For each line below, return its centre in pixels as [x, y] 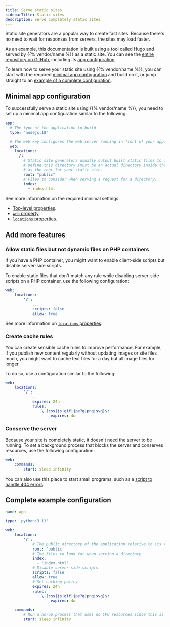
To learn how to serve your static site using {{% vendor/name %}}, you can [83, 69]
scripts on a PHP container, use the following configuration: [67, 281]
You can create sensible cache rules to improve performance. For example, [83, 347]
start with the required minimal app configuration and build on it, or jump [81, 75]
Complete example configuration [58, 500]
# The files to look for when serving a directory [87, 554]
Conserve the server [31, 428]
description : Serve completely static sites [53, 19]
